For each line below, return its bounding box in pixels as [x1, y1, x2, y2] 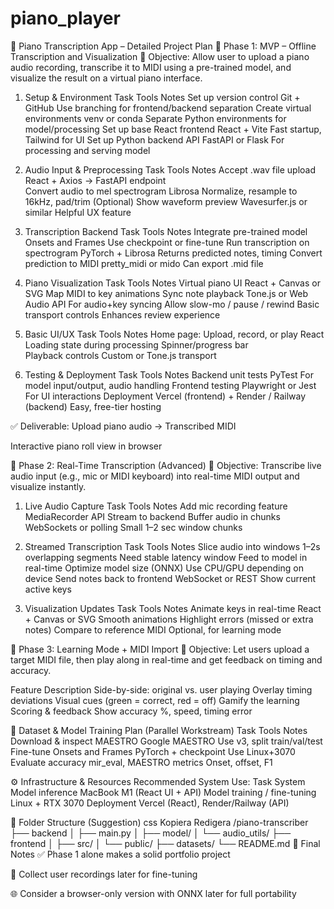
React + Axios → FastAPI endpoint [24, 174, 167, 186]
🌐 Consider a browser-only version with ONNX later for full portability [10, 887, 297, 899]
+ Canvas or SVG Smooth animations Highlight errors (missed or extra [24, 613, 314, 625]
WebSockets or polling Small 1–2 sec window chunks [24, 521, 243, 533]
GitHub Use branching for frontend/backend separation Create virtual [24, 102, 312, 114]
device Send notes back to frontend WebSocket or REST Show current [24, 572, 317, 584]
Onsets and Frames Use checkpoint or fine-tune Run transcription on [24, 236, 310, 248]
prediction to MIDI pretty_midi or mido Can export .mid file [24, 257, 264, 269]
